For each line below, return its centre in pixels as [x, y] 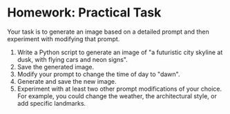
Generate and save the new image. [67, 81]
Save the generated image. [56, 67]
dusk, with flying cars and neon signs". [72, 59]
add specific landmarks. [51, 103]
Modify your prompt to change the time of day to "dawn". [98, 74]
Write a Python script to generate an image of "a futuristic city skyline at [120, 52]
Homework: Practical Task [84, 13]
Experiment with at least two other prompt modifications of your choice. [119, 89]
